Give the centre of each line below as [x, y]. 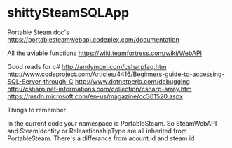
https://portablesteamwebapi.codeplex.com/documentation [94, 39]
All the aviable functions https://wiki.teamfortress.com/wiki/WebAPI [104, 53]
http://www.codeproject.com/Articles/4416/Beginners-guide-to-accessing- [116, 74]
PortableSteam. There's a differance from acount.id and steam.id [101, 138]
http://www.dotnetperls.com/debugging [132, 81]
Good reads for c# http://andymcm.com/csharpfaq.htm [87, 66]
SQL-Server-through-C [40, 81]
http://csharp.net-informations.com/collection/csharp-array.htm [100, 89]
